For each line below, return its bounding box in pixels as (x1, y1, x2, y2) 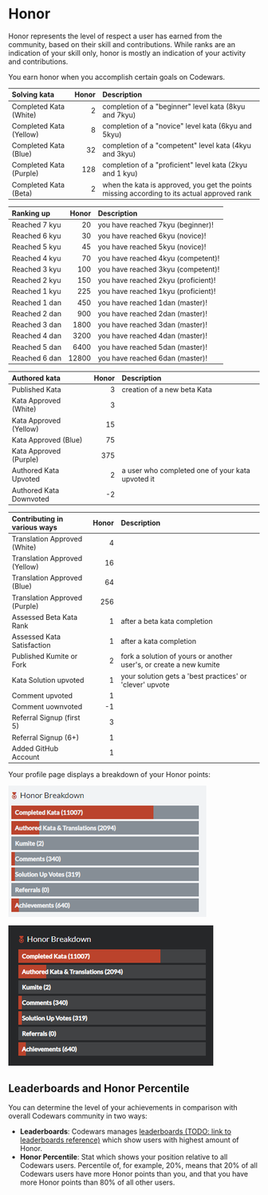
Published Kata (11, 385, 61, 395)
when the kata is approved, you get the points (102, 180, 253, 189)
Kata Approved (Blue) (11, 435, 83, 444)
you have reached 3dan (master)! (97, 320, 208, 330)
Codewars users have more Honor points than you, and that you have (19, 1169, 249, 1179)
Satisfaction (11, 641, 51, 650)
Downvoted (11, 494, 49, 503)
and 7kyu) (102, 109, 136, 120)
